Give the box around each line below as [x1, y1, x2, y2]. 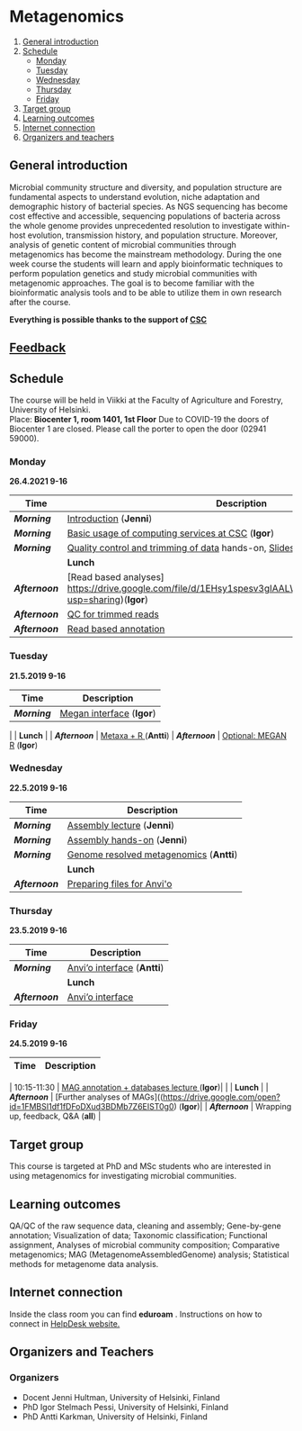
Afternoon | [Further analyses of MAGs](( [9, 1091, 164, 1102]
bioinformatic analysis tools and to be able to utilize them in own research [9, 286, 282, 298]
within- [263, 220, 290, 231]
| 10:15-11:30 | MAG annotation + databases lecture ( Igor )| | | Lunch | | [9, 1082, 269, 1093]
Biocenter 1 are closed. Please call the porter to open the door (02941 [9, 423, 267, 434]
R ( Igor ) [9, 739, 39, 750]
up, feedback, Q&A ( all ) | [9, 1110, 102, 1122]
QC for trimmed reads [67, 608, 159, 620]
